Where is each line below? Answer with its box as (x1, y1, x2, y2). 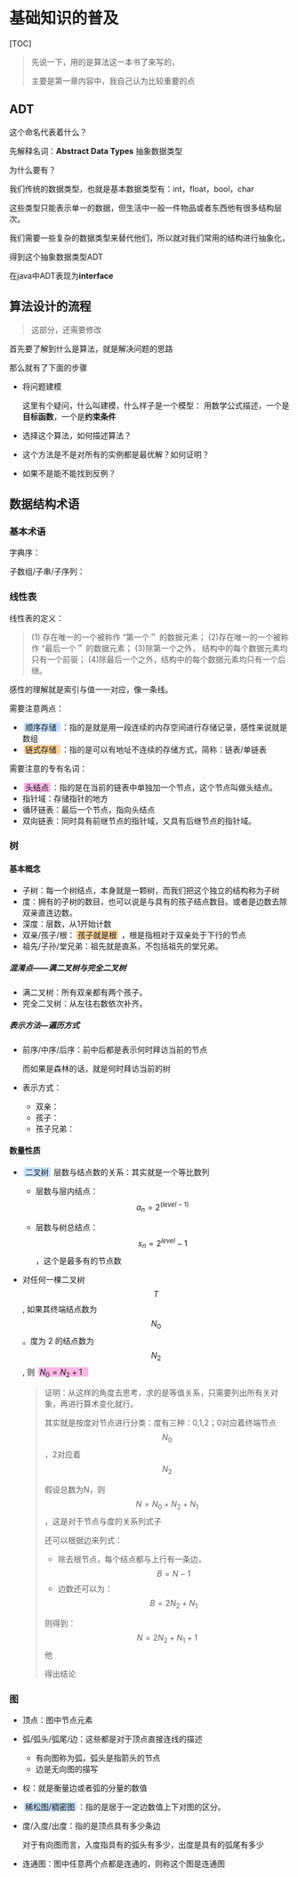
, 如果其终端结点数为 (21, 1303, 98, 1314)
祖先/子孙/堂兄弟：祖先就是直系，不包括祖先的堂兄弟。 (21, 941, 223, 951)
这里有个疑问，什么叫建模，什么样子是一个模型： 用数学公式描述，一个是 (21, 400, 290, 411)
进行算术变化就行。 (68, 1399, 139, 1409)
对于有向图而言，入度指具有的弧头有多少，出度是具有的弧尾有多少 (21, 1840, 264, 1850)
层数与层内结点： (35, 1186, 99, 1196)
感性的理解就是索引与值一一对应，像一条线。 (9, 683, 173, 695)
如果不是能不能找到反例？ (21, 468, 117, 478)
